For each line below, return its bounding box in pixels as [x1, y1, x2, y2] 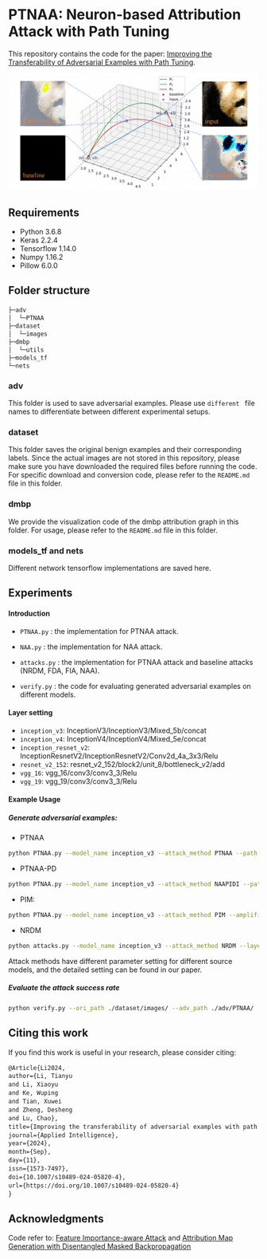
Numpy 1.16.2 [19, 253, 64, 262]
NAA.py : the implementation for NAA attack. [19, 642, 163, 651]
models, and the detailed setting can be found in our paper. [8, 965, 203, 974]
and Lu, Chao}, [8, 1114, 59, 1122]
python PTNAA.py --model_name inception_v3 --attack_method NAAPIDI [8, 880, 240, 888]
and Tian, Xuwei [8, 1098, 62, 1106]
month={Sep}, [8, 1148, 52, 1156]
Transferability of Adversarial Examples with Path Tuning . [8, 57, 196, 67]
